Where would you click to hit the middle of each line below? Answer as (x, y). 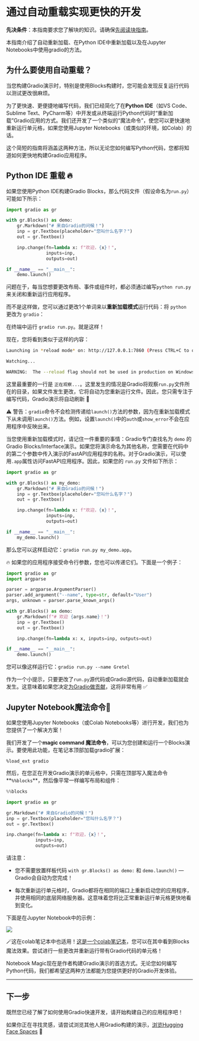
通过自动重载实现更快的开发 (74, 12)
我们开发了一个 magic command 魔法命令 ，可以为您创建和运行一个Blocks (96, 742)
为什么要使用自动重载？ (49, 70)
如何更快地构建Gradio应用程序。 (50, 155)
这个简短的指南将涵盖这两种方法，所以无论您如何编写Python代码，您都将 (95, 148)
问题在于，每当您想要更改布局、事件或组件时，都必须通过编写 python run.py (99, 287)
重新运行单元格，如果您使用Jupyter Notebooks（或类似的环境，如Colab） (96, 127)
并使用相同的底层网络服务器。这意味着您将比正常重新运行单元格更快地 (100, 898)
